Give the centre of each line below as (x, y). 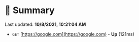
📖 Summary (30, 10)
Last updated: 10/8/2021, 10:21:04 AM (45, 24)
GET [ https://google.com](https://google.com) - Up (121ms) (73, 34)
